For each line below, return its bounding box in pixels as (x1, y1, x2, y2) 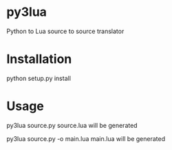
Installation (6, 51, 72, 67)
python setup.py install (6, 74, 72, 82)
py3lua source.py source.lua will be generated (6, 121, 138, 129)
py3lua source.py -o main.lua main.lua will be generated (6, 134, 166, 142)
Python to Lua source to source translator (6, 27, 125, 35)
